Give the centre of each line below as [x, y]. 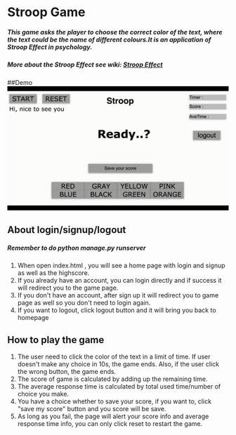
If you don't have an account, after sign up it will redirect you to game [118, 295]
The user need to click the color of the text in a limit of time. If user [114, 357]
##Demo [20, 82]
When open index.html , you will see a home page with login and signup [122, 266]
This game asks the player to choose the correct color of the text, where [115, 32]
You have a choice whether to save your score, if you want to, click [114, 401]
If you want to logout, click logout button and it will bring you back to [117, 310]
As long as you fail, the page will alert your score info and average [113, 416]
